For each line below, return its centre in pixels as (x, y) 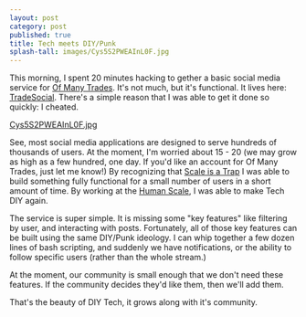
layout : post (34, 18)
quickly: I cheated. (44, 107)
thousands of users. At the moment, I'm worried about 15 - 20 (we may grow (153, 153)
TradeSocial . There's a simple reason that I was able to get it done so (139, 98)
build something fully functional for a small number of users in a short (140, 181)
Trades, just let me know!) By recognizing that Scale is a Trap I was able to (150, 172)
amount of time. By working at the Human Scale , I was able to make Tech (147, 191)
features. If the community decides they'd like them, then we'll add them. (147, 285)
